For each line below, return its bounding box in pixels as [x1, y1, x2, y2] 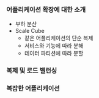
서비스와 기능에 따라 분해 [24, 42, 84, 49]
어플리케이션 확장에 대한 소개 [6, 5, 86, 13]
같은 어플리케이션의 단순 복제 [24, 35, 94, 42]
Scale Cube [15, 27, 45, 35]
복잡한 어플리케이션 [6, 84, 60, 93]
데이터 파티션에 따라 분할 [24, 50, 84, 57]
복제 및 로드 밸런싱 [6, 66, 57, 75]
